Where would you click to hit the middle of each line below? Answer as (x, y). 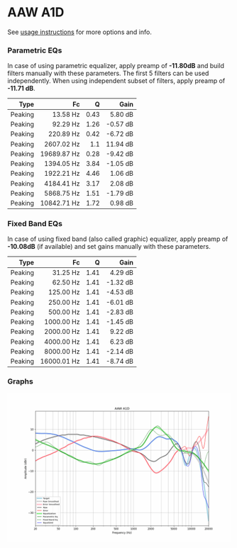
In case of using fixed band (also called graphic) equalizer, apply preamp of (118, 239)
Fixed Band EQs (35, 223)
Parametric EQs (35, 50)
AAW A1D (36, 12)
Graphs (20, 381)
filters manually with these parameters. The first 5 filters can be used (108, 73)
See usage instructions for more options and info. (80, 32)
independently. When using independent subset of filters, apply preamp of (116, 81)
